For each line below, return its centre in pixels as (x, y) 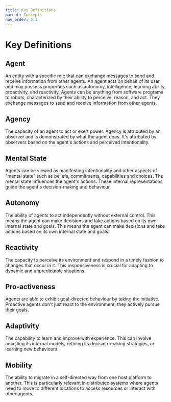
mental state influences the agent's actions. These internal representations (84, 181)
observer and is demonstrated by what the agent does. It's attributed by (81, 137)
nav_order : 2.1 (21, 19)
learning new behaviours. (32, 349)
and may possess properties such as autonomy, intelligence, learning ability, (86, 87)
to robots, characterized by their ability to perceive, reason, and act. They (83, 98)
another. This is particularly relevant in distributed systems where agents (82, 383)
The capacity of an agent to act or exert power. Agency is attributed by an (83, 131)
